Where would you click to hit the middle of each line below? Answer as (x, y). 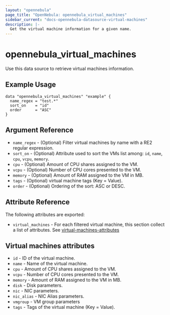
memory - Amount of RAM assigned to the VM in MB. (67, 280)
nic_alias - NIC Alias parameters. (48, 296)
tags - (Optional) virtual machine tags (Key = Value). (68, 180)
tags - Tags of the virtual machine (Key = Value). (64, 307)
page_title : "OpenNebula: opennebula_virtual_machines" (66, 15)
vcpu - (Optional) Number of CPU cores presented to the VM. (77, 170)
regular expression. (33, 148)
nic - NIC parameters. (36, 291)
